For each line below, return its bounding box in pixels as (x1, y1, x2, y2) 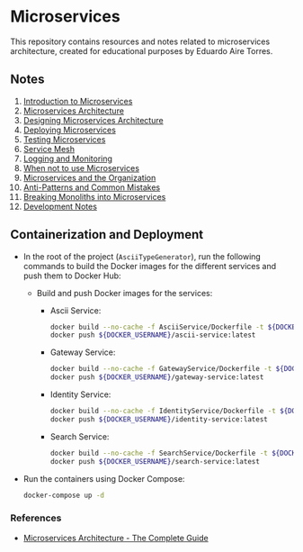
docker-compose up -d (22, 491, 104, 500)
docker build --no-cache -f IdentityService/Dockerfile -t (49, 407, 277, 416)
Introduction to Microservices (22, 95, 133, 106)
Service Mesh (22, 143, 76, 154)
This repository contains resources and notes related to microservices (10, 36, 271, 47)
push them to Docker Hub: (22, 270, 121, 281)
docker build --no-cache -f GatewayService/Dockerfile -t (49, 365, 272, 374)
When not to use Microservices (22, 162, 140, 173)
